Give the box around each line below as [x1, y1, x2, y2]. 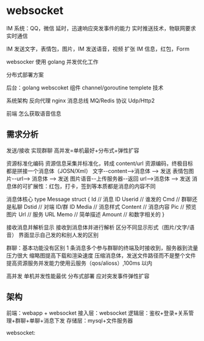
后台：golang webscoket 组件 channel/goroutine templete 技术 [6, 83, 164, 91]
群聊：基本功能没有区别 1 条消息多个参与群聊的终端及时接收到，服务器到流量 [6, 244, 199, 251]
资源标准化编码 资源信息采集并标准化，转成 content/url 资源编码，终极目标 [6, 160, 194, 167]
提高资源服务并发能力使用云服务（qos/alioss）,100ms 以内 [6, 259, 152, 267]
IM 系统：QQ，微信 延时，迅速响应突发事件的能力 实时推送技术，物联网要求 [6, 24, 196, 32]
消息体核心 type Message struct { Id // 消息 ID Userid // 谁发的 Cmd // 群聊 [6, 195, 192, 203]
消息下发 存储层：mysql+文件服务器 [43, 317, 133, 324]
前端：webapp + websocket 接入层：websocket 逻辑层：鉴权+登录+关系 [6, 309, 189, 317]
